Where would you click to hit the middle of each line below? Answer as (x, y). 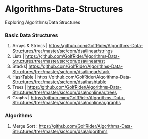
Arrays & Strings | (30, 46)
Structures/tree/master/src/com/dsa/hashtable (59, 82)
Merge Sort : (25, 126)
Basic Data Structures (32, 35)
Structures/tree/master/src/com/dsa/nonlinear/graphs (66, 103)
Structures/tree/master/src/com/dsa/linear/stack (61, 72)
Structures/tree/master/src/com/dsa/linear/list (58, 61)
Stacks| (20, 66)
